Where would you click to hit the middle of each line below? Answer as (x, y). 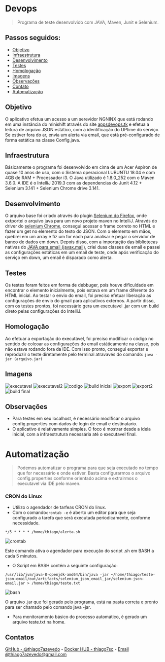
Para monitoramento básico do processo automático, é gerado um (80, 617)
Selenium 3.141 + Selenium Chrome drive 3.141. (52, 188)
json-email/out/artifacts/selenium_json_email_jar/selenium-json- (75, 579)
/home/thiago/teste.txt (56, 583)
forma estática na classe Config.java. (43, 140)
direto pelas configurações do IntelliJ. (43, 311)
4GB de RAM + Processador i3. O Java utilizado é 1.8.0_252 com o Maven (80, 178)
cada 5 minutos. (21, 556)
